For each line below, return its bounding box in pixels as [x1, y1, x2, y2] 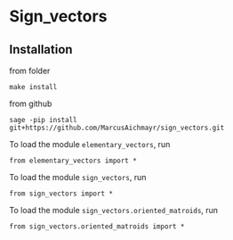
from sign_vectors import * [9, 189, 114, 198]
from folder [9, 65, 51, 76]
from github [9, 98, 52, 109]
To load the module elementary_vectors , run [9, 139, 171, 149]
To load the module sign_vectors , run [9, 172, 147, 182]
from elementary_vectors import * [9, 156, 138, 165]
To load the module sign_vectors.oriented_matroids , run [9, 205, 219, 215]
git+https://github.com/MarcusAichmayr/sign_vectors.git [9, 123, 225, 132]
